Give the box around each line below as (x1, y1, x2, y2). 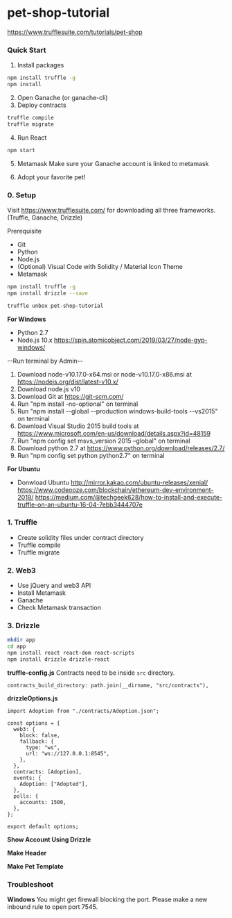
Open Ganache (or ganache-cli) (17, 93, 109, 101)
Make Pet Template (7, 862, 64, 870)
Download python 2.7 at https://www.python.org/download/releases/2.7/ (17, 443, 225, 452)
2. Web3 (7, 565, 36, 575)
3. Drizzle (7, 621, 40, 630)
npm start (7, 147, 36, 154)
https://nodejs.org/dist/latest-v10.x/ (17, 377, 119, 386)
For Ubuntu (7, 464, 40, 473)
